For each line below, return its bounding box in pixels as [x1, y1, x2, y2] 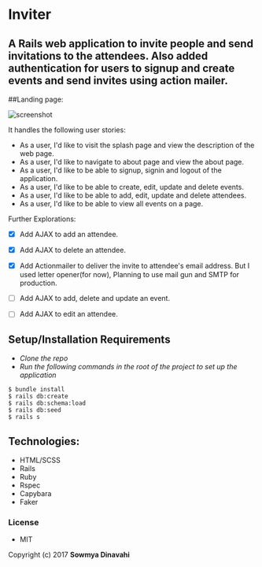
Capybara [19, 488, 52, 498]
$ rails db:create [8, 392, 68, 401]
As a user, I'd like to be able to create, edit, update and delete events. [19, 183, 244, 191]
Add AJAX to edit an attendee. [19, 309, 118, 319]
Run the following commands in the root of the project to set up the [19, 362, 238, 372]
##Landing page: [8, 94, 64, 104]
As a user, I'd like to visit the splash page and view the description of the [19, 140, 255, 150]
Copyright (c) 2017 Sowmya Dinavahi [8, 550, 130, 560]
